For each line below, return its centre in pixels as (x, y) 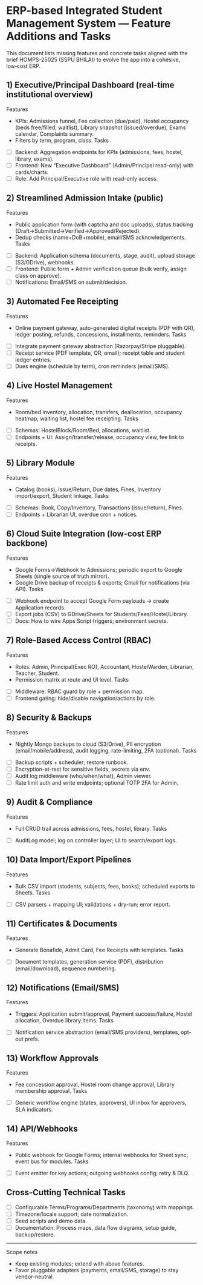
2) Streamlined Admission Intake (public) (85, 198)
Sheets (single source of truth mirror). (62, 576)
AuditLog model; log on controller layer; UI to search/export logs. (96, 840)
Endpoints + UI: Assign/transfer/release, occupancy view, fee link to (99, 437)
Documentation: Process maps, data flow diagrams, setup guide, (95, 1228)
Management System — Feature (89, 23)
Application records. (40, 608)
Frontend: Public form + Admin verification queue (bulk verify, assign (101, 269)
